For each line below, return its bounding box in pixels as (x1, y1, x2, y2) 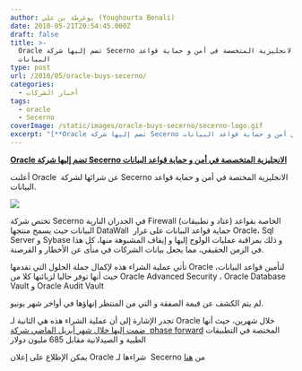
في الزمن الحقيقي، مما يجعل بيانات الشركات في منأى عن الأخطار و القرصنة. (10, 244, 264, 255)
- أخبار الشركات (18, 88, 79, 97)
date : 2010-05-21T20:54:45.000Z (10, 22, 131, 30)
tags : (10, 96, 30, 106)
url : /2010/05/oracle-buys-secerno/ (10, 72, 147, 81)
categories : (10, 80, 55, 89)
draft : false (10, 30, 59, 39)
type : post (10, 64, 51, 73)
